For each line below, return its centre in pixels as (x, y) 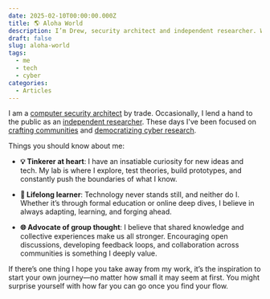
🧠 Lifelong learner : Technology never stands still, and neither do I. (129, 195)
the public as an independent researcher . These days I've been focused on (133, 122)
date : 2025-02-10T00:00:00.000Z (62, 16)
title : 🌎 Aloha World (46, 23)
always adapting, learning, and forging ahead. (96, 212)
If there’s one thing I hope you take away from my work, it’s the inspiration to (135, 269)
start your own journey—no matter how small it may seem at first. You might (134, 277)
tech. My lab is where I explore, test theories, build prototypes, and (131, 170)
